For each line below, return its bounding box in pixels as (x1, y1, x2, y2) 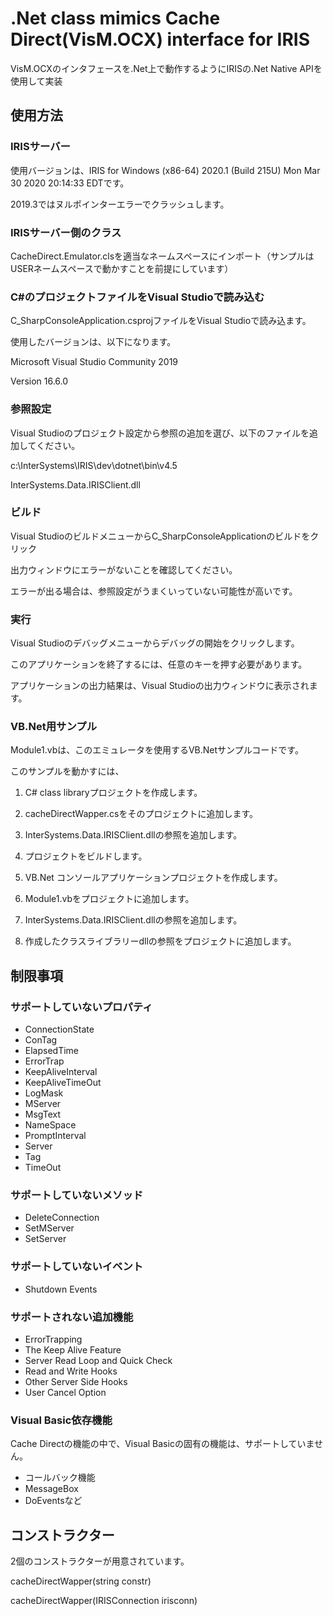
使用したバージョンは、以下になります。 (10, 336, 177, 348)
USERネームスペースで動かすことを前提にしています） (10, 262, 234, 274)
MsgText (24, 1108, 61, 1121)
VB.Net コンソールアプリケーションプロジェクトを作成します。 (24, 872, 283, 884)
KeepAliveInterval (24, 1066, 98, 1078)
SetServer (24, 1233, 67, 1245)
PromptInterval (24, 1130, 87, 1142)
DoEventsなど (24, 1495, 83, 1507)
